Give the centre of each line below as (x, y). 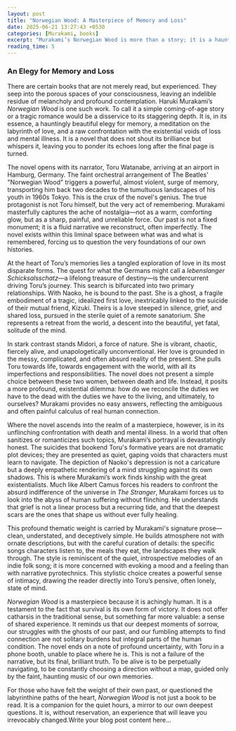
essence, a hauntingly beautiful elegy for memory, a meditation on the (109, 124)
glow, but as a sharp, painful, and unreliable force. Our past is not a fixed (112, 220)
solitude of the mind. (37, 331)
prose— (211, 528)
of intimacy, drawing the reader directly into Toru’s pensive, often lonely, (112, 580)
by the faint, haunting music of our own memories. (80, 677)
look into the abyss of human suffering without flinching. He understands (113, 500)
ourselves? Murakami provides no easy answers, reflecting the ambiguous (115, 404)
